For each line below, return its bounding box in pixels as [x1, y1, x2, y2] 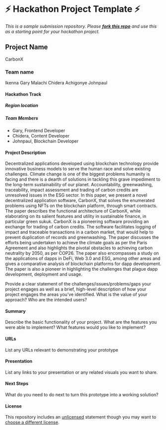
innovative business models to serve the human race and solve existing [5, 166, 151, 172]
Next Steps [5, 380, 29, 387]
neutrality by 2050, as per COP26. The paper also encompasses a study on [5, 250, 159, 256]
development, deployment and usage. [5, 271, 83, 278]
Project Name [5, 43, 48, 52]
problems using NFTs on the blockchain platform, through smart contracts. [5, 203, 158, 209]
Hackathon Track [5, 91, 42, 97]
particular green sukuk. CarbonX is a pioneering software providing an [5, 218, 149, 224]
